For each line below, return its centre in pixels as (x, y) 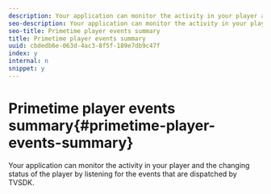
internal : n (28, 61)
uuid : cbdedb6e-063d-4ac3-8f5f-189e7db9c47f (84, 46)
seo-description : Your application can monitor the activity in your (128, 23)
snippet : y (27, 69)
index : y (23, 53)
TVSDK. (21, 182)
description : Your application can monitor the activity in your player (133, 16)
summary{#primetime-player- (112, 125)
